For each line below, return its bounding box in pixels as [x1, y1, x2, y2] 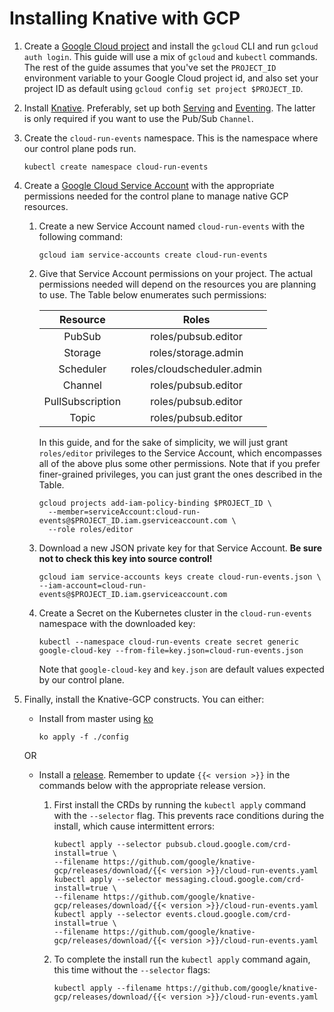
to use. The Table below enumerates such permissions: [38, 288, 267, 301]
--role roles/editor [47, 524, 134, 534]
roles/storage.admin [148, 345, 244, 359]
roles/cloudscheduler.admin [130, 362, 263, 376]
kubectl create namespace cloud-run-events [23, 162, 209, 172]
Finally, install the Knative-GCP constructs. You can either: [23, 693, 265, 705]
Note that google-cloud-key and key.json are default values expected [38, 663, 325, 675]
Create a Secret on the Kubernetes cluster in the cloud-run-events [38, 607, 312, 619]
